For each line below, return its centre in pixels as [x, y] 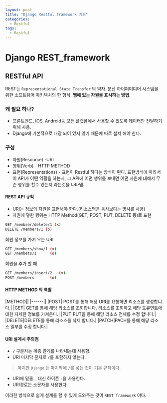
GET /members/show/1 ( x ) [31, 249]
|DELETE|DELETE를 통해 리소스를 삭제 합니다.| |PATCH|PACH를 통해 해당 [77, 321]
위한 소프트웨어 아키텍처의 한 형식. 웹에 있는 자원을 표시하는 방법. [68, 95]
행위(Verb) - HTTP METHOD [41, 166]
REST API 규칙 [19, 197]
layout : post [19, 10]
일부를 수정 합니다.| [29, 327]
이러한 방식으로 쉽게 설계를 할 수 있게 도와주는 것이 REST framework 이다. [76, 396]
